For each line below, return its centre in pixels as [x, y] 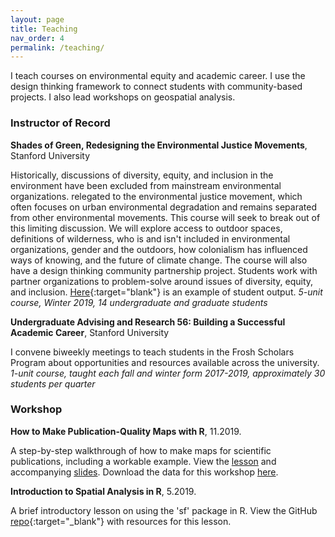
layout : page [37, 19]
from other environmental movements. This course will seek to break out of [165, 217]
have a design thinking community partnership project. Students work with [164, 270]
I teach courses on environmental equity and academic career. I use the [158, 76]
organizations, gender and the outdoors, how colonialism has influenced [159, 249]
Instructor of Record [60, 123]
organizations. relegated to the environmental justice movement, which [156, 196]
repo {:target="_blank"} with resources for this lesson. [121, 521]
